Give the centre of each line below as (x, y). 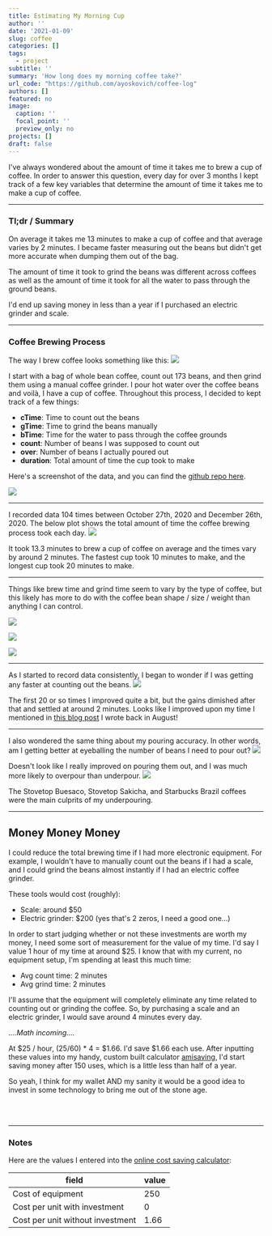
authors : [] (28, 91)
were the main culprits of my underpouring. (81, 800)
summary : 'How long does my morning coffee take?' (96, 76)
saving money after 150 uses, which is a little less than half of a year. (123, 1065)
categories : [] (34, 46)
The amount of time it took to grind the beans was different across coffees (132, 271)
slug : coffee (30, 38)
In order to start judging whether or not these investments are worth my (127, 934)
